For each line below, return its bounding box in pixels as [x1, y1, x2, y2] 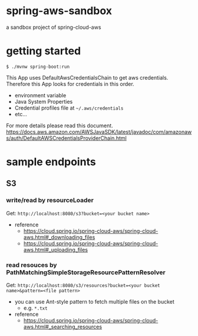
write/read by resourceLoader [6, 196, 94, 205]
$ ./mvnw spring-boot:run [6, 64, 70, 70]
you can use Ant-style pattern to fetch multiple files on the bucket [14, 298, 175, 305]
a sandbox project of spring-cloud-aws [6, 24, 101, 31]
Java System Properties [14, 98, 73, 105]
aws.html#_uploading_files [23, 246, 88, 253]
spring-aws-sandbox [6, 4, 113, 18]
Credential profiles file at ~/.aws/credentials [14, 104, 124, 111]
